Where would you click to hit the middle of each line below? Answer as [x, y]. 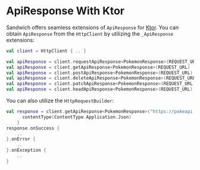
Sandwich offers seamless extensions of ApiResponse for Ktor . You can [93, 27]
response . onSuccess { [33, 128]
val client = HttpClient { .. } [46, 51]
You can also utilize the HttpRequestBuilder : [60, 101]
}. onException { [26, 150]
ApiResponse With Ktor [65, 11]
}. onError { [21, 139]
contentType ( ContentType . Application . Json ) [77, 117]
